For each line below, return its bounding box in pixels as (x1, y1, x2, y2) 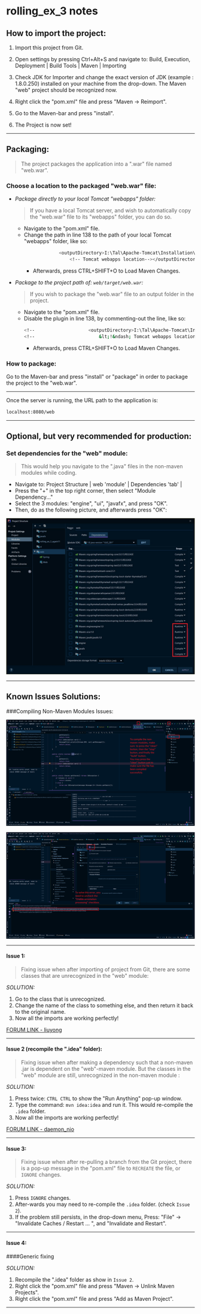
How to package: (6, 359, 57, 367)
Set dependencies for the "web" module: (6, 449, 128, 457)
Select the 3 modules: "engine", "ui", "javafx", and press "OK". (14, 500, 168, 507)
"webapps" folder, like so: (23, 238, 88, 245)
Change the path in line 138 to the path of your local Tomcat (23, 231, 172, 238)
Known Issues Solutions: (6, 692, 100, 702)
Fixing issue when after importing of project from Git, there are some (20, 965, 190, 973)
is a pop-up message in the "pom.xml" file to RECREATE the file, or (20, 1165, 181, 1172)
